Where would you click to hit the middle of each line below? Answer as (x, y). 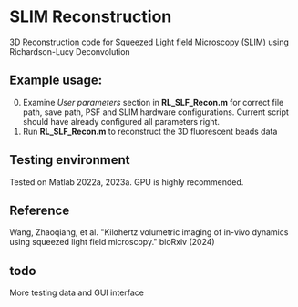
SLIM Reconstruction (91, 17)
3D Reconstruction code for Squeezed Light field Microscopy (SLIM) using (149, 42)
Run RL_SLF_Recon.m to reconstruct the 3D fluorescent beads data (150, 131)
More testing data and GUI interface (77, 292)
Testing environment (70, 160)
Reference (40, 210)
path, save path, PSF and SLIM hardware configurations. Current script (156, 112)
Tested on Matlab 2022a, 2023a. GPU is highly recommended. (127, 182)
